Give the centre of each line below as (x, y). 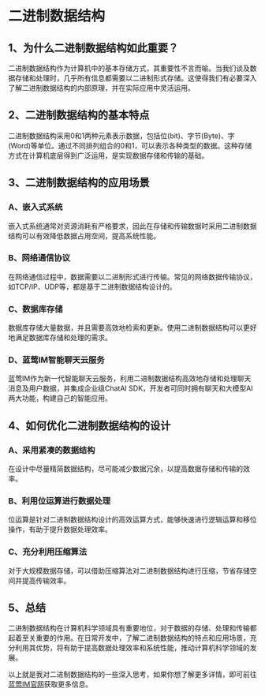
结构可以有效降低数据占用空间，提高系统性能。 (84, 236)
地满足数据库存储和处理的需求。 (60, 338)
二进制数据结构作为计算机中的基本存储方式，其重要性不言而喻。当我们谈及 (129, 68)
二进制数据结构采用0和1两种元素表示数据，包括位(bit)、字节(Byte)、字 (121, 136)
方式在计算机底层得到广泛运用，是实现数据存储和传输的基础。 (108, 155)
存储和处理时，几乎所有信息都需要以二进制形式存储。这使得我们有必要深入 (136, 78)
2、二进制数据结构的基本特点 (79, 115)
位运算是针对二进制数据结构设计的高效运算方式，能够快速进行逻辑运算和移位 (132, 520)
